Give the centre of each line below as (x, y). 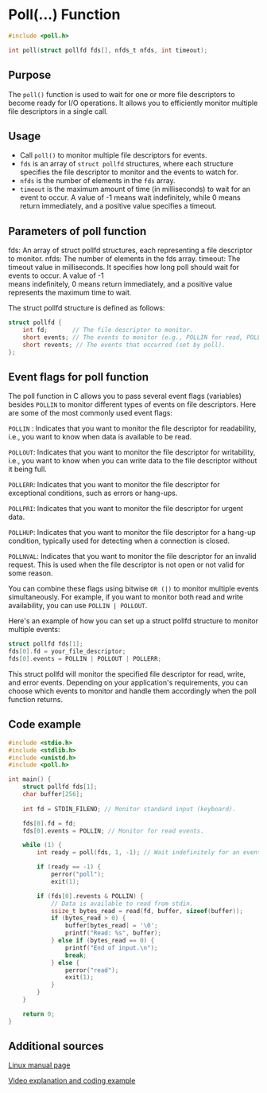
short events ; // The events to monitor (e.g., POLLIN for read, (133, 337)
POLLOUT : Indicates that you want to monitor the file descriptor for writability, (132, 452)
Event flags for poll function (79, 377)
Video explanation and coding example (72, 1081)
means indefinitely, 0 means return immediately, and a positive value (120, 284)
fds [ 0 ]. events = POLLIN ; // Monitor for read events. (113, 831)
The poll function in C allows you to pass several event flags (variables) (125, 396)
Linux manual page (39, 1065)
